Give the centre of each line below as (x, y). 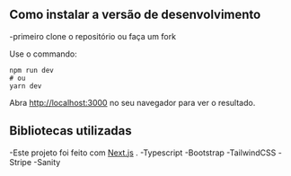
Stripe (21, 162)
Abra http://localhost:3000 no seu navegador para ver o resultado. (132, 102)
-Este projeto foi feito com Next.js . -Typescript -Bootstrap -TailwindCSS (143, 153)
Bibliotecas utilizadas (71, 131)
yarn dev (26, 86)
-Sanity (47, 162)
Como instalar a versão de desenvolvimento (135, 15)
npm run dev (31, 70)
